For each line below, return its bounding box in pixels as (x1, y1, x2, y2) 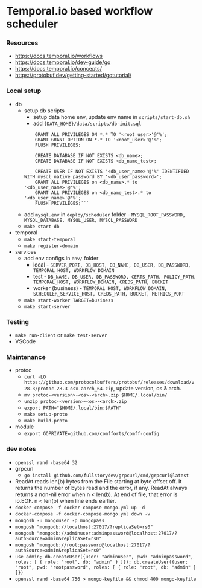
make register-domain (24, 243, 78, 249)
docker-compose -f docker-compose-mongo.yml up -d (14, 505, 145, 511)
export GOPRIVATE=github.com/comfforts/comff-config (24, 431, 160, 437)
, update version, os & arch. (113, 385, 181, 392)
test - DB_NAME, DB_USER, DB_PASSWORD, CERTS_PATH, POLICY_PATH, (33, 273, 197, 280)
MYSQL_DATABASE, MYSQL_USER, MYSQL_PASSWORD (24, 217, 138, 223)
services (14, 248, 37, 255)
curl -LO (24, 374, 46, 380)
